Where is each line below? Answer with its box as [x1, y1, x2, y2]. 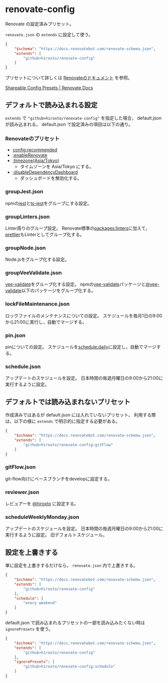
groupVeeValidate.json [5, 269, 62, 277]
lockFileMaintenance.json [5, 301, 70, 308]
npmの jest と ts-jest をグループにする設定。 [5, 200, 92, 206]
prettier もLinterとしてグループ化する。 [5, 231, 84, 237]
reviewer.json [5, 489, 39, 496]
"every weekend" [23, 600, 57, 605]
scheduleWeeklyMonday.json [5, 513, 79, 520]
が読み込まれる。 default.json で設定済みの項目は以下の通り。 [5, 121, 133, 127]
